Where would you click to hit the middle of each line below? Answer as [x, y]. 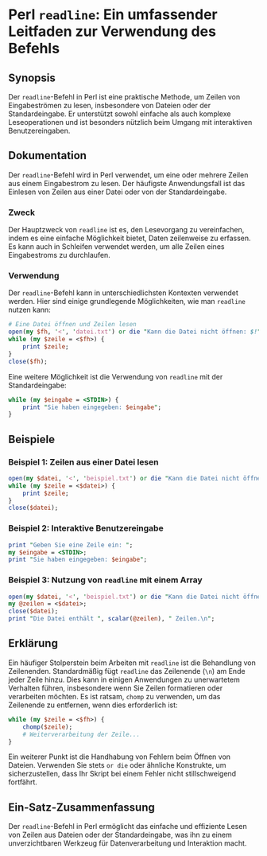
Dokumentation [48, 156]
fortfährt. [23, 782]
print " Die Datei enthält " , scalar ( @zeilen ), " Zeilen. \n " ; [112, 619]
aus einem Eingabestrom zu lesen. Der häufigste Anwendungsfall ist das [127, 183]
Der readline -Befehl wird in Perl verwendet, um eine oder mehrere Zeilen [128, 175]
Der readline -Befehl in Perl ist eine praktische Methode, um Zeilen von [124, 97]
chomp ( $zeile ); [48, 727]
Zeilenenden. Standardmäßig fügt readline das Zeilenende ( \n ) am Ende [127, 671]
